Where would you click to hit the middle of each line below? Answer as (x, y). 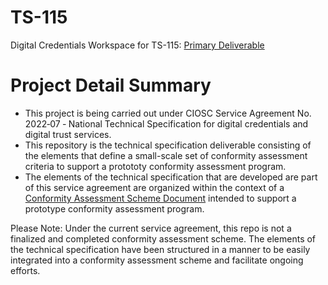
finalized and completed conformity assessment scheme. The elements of (163, 238)
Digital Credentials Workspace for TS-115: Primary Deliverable (137, 45)
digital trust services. (68, 134)
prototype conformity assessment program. (114, 208)
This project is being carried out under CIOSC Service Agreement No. (168, 113)
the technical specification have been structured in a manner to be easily (160, 249)
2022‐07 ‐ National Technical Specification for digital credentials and (166, 123)
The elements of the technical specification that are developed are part (171, 177)
